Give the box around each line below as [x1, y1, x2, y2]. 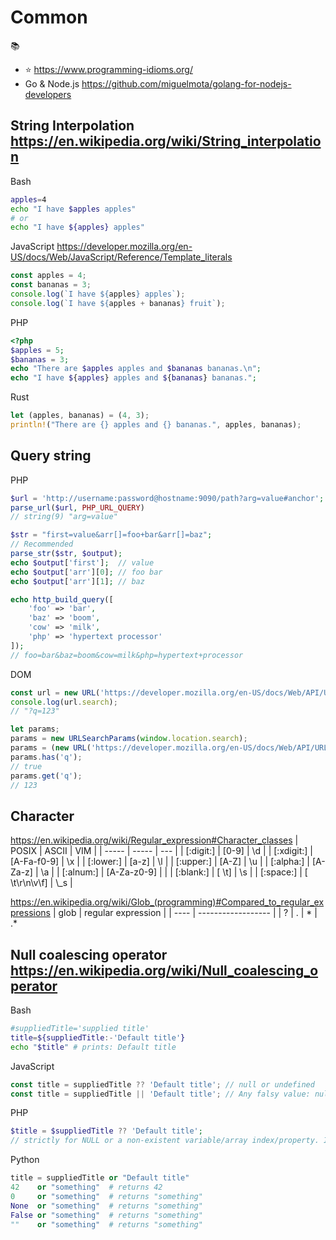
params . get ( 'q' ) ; [10, 771, 83, 781]
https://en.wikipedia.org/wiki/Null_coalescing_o [10, 962, 319, 979]
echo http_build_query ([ [10, 594, 114, 605]
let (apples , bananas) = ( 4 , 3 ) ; [10, 411, 150, 421]
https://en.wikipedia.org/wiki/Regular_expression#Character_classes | [10, 834, 299, 846]
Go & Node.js [24, 77, 80, 90]
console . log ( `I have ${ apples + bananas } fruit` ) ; [10, 298, 226, 308]
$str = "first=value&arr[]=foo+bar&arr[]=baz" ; [10, 530, 213, 540]
